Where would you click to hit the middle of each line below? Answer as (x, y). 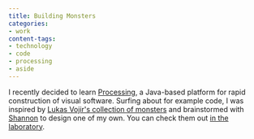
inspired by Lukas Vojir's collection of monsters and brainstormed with (127, 109)
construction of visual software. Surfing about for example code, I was (126, 100)
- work (19, 31)
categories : (28, 24)
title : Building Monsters (52, 16)
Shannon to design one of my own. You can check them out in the (118, 118)
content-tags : (32, 39)
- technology (30, 46)
